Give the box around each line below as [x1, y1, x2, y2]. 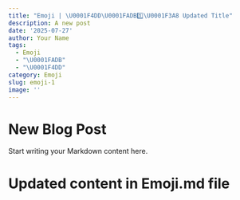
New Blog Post [8, 120, 107, 138]
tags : [8, 41, 26, 49]
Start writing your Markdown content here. [8, 147, 148, 156]
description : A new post [8, 19, 91, 27]
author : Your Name [8, 33, 69, 42]
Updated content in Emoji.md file [8, 175, 230, 192]
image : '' [8, 85, 41, 94]
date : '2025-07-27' [8, 26, 73, 34]
